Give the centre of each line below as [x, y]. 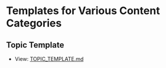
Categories [34, 23]
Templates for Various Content [83, 11]
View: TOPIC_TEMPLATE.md [49, 59]
